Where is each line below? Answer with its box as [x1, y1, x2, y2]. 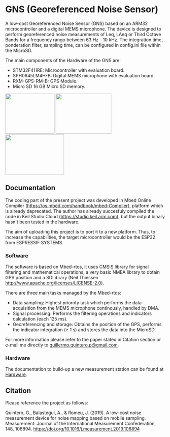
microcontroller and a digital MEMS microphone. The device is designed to [5, 25, 161, 32]
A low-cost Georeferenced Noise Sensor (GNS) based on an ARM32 [5, 20, 148, 26]
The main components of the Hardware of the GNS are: [5, 57, 121, 63]
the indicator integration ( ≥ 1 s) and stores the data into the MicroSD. [12, 327, 156, 333]
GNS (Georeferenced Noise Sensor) [5, 4, 158, 15]
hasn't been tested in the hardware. [5, 219, 80, 225]
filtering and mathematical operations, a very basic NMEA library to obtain [5, 269, 160, 275]
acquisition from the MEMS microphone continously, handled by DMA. [12, 305, 160, 311]
